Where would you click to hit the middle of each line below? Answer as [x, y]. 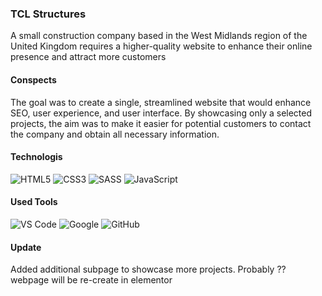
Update [26, 247]
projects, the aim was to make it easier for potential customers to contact [161, 123]
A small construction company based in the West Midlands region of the [159, 36]
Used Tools [34, 202]
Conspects [33, 79]
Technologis [36, 157]
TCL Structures [48, 14]
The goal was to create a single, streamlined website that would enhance [161, 102]
